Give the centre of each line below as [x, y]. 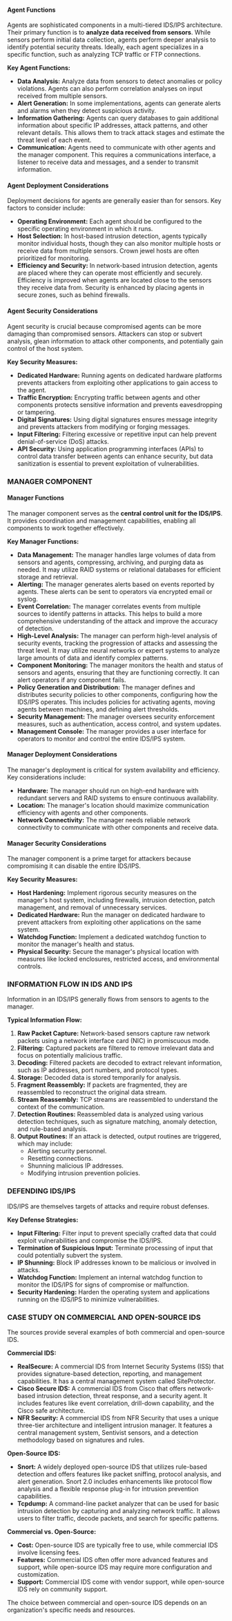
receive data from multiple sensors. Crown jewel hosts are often [108, 251]
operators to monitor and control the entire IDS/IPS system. [101, 739]
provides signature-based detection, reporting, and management [109, 1374]
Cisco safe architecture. [51, 1411]
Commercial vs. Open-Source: [52, 1532]
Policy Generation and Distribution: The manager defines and [106, 687]
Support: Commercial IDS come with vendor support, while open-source [120, 1582]
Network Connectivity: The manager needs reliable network [104, 819]
